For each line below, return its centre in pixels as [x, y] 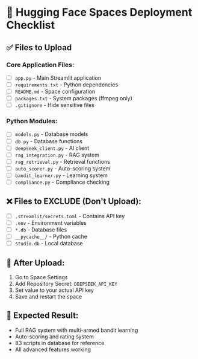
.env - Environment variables [51, 222]
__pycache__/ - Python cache [51, 236]
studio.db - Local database [49, 244]
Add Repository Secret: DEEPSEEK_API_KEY [66, 283]
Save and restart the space [48, 296]
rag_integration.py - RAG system [57, 155]
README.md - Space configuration [55, 91]
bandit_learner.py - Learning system [61, 175]
